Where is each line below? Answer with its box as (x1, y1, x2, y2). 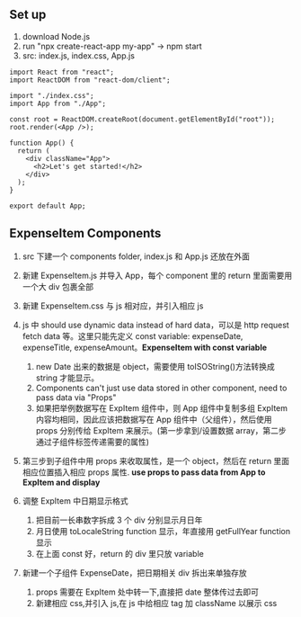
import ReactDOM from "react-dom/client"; (9, 76, 171, 85)
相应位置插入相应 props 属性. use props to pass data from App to (22, 467, 266, 478)
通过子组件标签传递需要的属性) (35, 436, 150, 447)
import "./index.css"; (9, 91, 94, 100)
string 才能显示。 (35, 372, 100, 383)
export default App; (9, 201, 87, 210)
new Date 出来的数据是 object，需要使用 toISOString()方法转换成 (35, 361, 276, 371)
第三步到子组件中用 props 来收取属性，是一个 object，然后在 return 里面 (22, 455, 290, 466)
